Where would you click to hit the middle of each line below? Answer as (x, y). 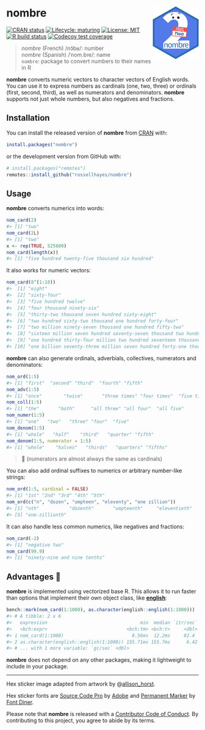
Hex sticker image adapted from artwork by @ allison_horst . (81, 684)
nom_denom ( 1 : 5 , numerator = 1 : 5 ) (49, 441)
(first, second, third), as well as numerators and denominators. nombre (95, 92)
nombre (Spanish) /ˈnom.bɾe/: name (66, 54)
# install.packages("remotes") (46, 168)
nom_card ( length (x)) (33, 252)
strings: (16, 477)
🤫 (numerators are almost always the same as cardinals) (92, 459)
